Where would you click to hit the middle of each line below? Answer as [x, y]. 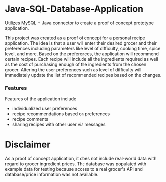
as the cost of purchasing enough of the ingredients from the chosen [76, 64]
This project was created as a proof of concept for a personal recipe [75, 38]
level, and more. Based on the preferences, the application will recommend [82, 54]
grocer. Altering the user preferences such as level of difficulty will [73, 70]
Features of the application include [41, 99]
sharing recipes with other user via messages [59, 124]
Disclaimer [28, 144]
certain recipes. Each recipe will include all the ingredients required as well [82, 59]
